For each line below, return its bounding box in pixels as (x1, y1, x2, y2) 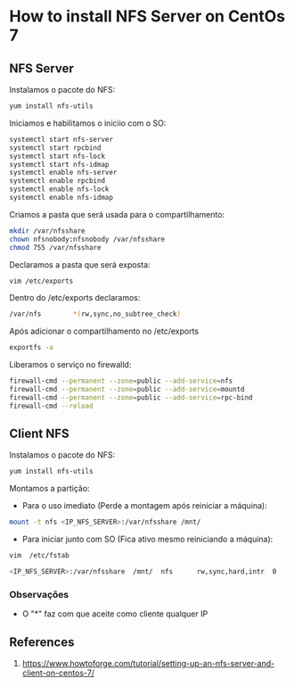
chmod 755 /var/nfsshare (9, 243, 102, 252)
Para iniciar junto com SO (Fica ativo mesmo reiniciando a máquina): (21, 533, 274, 545)
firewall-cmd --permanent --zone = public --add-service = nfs (9, 376, 233, 385)
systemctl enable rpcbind (9, 177, 105, 186)
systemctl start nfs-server (9, 135, 114, 144)
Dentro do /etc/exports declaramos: (9, 293, 141, 303)
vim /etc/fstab (9, 551, 69, 560)
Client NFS (9, 426, 69, 442)
